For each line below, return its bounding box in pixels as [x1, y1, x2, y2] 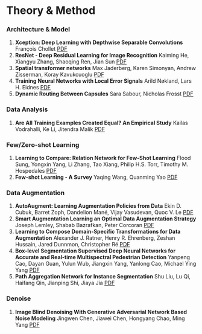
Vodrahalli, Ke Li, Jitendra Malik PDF [14, 125, 106, 133]
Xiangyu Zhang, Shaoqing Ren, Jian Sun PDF [14, 58, 127, 65]
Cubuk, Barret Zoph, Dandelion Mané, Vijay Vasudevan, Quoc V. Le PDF [14, 209, 194, 216]
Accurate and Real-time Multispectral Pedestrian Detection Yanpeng [14, 254, 191, 261]
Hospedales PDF [14, 167, 57, 175]
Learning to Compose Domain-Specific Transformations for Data [14, 228, 181, 236]
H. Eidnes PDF [14, 84, 51, 91]
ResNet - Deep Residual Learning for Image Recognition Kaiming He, [14, 52, 189, 59]
